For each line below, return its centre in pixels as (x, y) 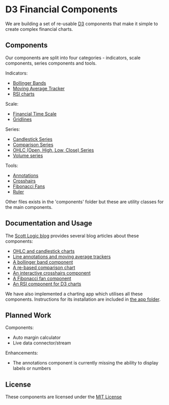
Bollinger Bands (29, 83)
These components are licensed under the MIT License (64, 397)
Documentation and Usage (49, 224)
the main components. (29, 207)
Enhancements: (22, 353)
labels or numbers (32, 369)
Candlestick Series (33, 139)
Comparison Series (33, 144)
